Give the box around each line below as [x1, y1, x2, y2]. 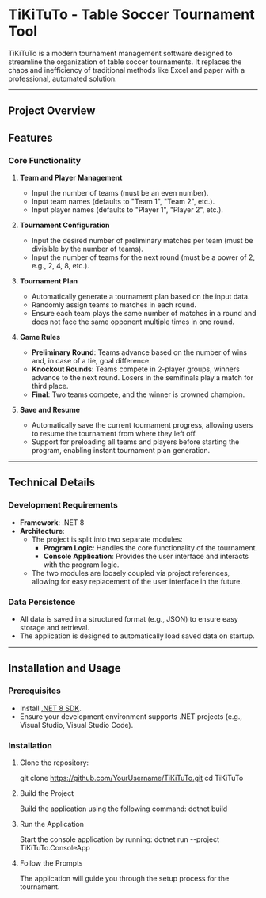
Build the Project [19, 788, 74, 797]
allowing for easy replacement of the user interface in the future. [31, 576, 243, 586]
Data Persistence [8, 596, 76, 607]
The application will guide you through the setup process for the [19, 873, 230, 883]
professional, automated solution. [8, 74, 117, 83]
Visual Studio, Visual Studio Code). [19, 720, 134, 729]
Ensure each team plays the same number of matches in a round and [31, 309, 256, 318]
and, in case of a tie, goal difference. [31, 356, 152, 366]
